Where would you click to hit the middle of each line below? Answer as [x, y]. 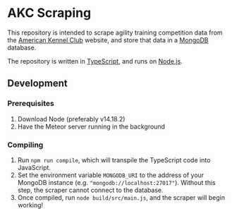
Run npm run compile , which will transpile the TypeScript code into [114, 160]
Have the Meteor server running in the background [91, 126]
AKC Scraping [49, 13]
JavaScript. [34, 167]
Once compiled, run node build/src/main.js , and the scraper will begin [121, 197]
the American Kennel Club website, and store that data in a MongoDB [108, 40]
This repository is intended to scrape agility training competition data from [115, 32]
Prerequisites [31, 104]
